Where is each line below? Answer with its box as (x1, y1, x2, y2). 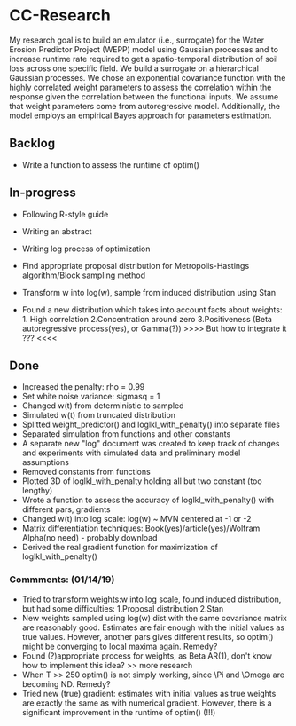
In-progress (9, 185, 77, 201)
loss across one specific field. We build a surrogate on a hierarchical (9, 63, 260, 74)
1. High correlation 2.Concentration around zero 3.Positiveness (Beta (21, 313, 273, 324)
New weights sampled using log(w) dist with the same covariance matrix (21, 612, 288, 623)
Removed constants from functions (21, 467, 151, 477)
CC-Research (9, 5, 111, 26)
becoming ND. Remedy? (21, 678, 111, 689)
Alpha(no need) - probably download (21, 533, 158, 543)
